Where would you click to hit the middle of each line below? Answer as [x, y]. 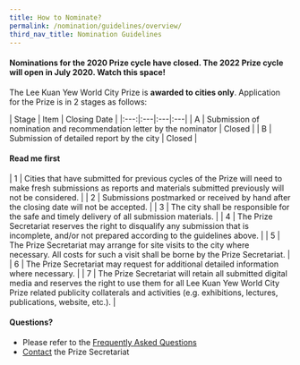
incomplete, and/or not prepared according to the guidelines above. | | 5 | [145, 235]
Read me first [35, 158]
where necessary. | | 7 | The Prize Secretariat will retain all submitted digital [149, 273]
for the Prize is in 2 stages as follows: [78, 102]
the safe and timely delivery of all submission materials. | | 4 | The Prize [141, 216]
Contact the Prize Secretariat [76, 352]
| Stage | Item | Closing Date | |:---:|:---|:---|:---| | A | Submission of [134, 119]
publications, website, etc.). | [63, 301]
